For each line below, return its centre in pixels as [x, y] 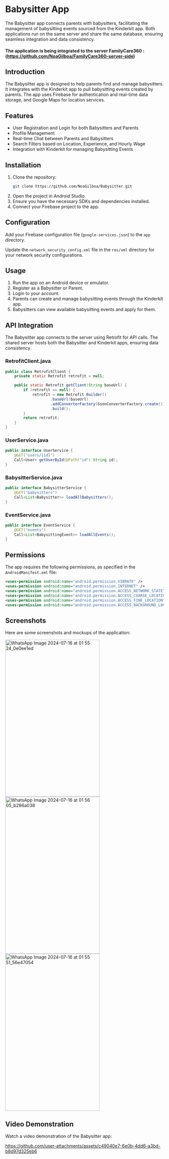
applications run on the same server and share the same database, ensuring [84, 34]
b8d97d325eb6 [21, 1151]
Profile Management [33, 133]
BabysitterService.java [34, 477]
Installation [23, 165]
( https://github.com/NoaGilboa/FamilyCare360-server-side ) [70, 56]
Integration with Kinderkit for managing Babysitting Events [73, 149]
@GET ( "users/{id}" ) [35, 455]
